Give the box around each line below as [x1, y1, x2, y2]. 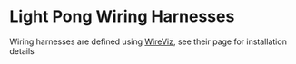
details [9, 45, 35, 56]
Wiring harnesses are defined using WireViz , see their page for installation [9, 36, 288, 47]
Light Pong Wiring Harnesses [9, 6, 235, 27]
